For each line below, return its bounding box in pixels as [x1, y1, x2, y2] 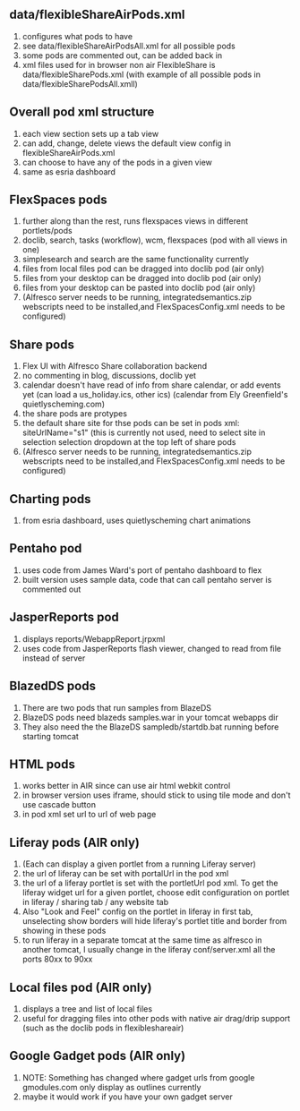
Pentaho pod [9, 541, 82, 556]
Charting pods [9, 491, 91, 507]
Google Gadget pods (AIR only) [9, 1048, 186, 1064]
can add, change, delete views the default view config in [21, 138, 231, 149]
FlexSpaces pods [9, 192, 107, 208]
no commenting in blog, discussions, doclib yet [21, 371, 197, 381]
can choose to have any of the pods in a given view [21, 157, 212, 167]
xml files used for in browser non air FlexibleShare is [21, 59, 216, 70]
